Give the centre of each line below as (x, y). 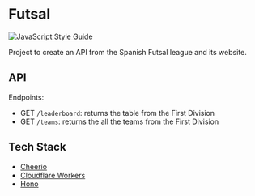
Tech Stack (37, 147)
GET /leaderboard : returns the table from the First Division (117, 113)
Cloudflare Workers (53, 175)
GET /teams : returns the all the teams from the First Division (119, 121)
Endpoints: (26, 97)
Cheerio (33, 166)
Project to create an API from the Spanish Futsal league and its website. (127, 52)
